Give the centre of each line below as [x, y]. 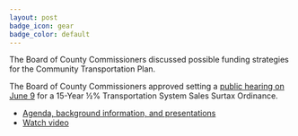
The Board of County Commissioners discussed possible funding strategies [149, 60]
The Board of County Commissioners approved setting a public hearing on [147, 87]
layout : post [34, 17]
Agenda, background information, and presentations [119, 114]
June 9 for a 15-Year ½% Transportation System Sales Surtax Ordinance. [144, 96]
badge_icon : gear [42, 26]
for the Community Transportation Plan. [83, 69]
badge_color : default [50, 34]
